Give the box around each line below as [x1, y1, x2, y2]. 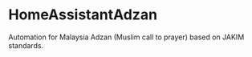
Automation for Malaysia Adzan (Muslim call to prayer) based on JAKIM [8, 32, 245, 42]
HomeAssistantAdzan [8, 6, 158, 24]
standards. [8, 40, 44, 50]
